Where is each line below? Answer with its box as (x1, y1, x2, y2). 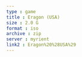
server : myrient (6, 36, 50, 42)
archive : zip (6, 31, 42, 37)
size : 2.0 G (6, 20, 39, 26)
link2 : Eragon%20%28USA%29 (6, 42, 77, 48)
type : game (6, 8, 36, 15)
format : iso (6, 25, 39, 31)
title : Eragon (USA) (6, 14, 60, 20)
